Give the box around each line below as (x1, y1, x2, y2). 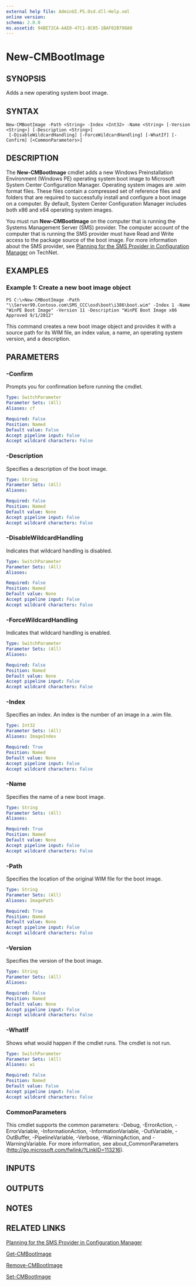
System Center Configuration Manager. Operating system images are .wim (6, 181, 186, 188)
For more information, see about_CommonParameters (49, 1140, 179, 1147)
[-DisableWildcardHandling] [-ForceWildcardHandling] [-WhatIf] (8, 132, 169, 138)
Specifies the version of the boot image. (6, 957, 103, 965)
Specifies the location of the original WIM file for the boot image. (6, 875, 163, 882)
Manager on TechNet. (6, 249, 59, 256)
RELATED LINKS (6, 1223, 66, 1233)
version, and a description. (6, 335, 71, 342)
